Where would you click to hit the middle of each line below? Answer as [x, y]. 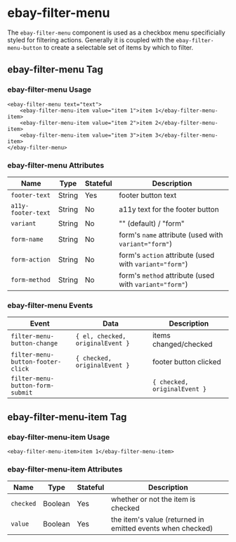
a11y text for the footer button [169, 209]
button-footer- [36, 362]
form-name [27, 239]
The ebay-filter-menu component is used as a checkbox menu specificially [117, 32]
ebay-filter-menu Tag [55, 69]
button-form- [33, 386]
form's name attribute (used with [171, 235]
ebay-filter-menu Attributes [56, 165]
